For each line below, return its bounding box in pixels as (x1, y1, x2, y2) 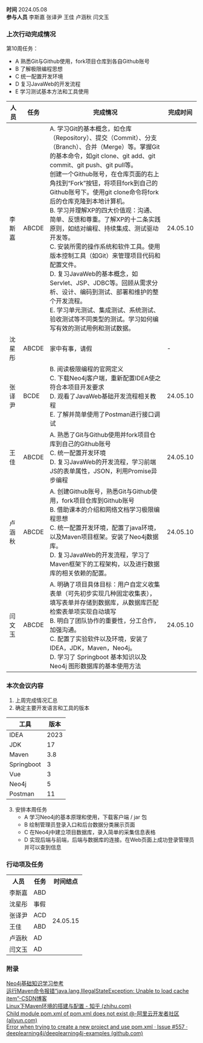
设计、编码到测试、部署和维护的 (62, 288, 153, 296)
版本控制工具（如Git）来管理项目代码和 (50, 252, 161, 260)
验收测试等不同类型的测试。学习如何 (50, 315, 153, 323)
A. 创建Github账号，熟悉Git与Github (50, 487, 152, 496)
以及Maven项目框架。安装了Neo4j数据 (50, 533, 159, 541)
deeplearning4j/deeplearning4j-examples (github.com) (6, 1029, 143, 1036)
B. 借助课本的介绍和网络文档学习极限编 (50, 505, 160, 514)
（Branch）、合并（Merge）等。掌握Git (50, 143, 160, 151)
